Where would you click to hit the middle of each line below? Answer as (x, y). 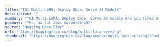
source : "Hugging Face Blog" (35, 27)
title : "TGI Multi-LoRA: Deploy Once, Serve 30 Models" (63, 9)
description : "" (21, 14)
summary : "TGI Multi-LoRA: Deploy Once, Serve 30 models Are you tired (79, 18)
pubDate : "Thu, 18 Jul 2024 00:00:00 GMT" (49, 23)
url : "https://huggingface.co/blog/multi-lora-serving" (63, 32)
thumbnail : (16, 36)
